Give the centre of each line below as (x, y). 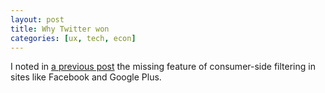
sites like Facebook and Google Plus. (86, 77)
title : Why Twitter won (60, 29)
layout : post (37, 19)
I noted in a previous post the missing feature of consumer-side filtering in (163, 67)
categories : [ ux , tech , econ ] (73, 38)
